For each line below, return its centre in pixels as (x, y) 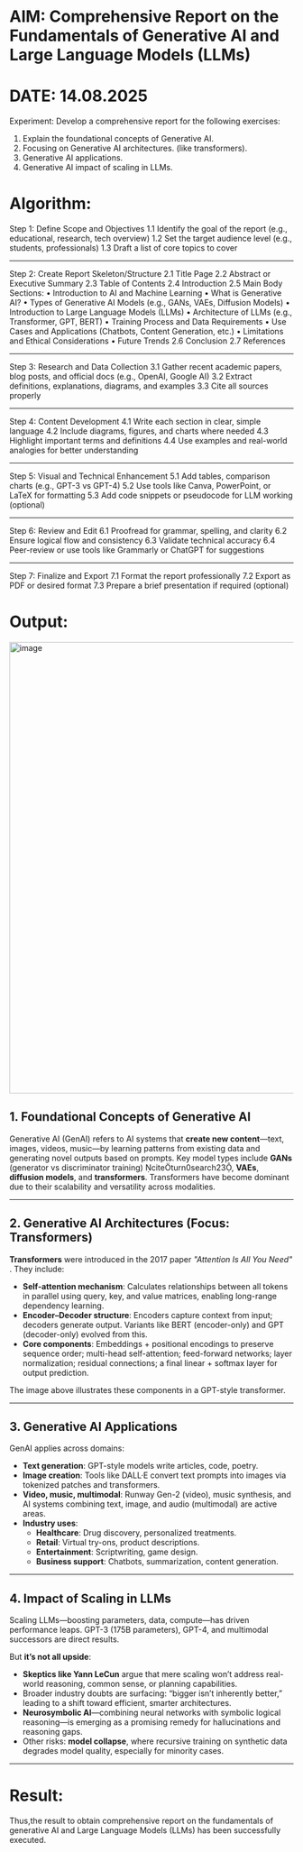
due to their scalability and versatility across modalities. (113, 1187)
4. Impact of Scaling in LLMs (90, 1598)
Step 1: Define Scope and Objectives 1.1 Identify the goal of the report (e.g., (149, 229)
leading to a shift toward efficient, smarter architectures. (127, 1703)
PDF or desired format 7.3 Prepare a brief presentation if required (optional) (149, 586)
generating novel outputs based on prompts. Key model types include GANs (151, 1158)
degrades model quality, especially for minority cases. (123, 1751)
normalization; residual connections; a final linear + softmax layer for (150, 1362)
